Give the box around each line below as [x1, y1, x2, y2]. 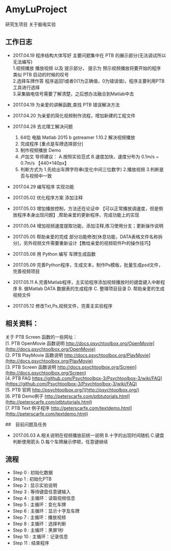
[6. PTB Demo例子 [5, 393, 44, 399]
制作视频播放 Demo [20, 147, 61, 153]
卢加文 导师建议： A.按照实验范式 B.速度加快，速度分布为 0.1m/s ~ [20, 153, 159, 159]
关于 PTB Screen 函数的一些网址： [5, 334, 78, 340]
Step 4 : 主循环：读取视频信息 [12, 495, 76, 501]
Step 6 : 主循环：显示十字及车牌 [12, 508, 80, 514]
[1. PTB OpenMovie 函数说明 [5, 340, 65, 346]
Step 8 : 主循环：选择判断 [12, 521, 66, 527]
